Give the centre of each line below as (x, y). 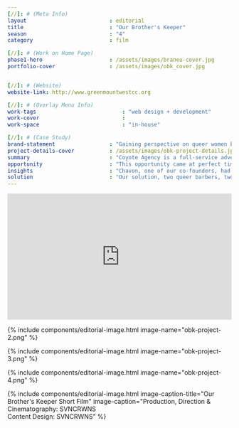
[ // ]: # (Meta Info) (38, 14)
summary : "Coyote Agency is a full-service (113, 157)
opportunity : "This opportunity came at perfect (114, 164)
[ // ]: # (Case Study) (39, 138)
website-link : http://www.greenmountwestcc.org (79, 92)
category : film (68, 41)
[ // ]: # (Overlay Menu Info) (51, 105)
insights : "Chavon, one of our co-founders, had (119, 171)
